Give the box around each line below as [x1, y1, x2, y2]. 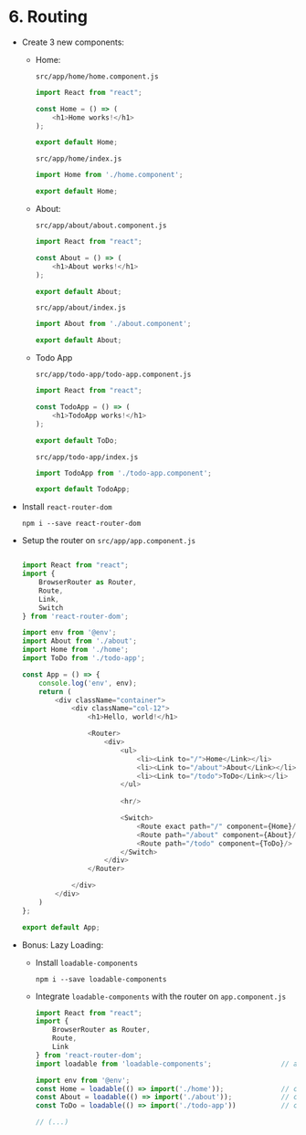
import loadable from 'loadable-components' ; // [35, 1059, 290, 1068]
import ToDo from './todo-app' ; [21, 654, 145, 663]
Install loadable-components [35, 957, 139, 968]
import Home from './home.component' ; [35, 171, 184, 180]
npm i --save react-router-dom [21, 519, 142, 529]
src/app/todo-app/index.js [35, 452, 139, 462]
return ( [38, 687, 72, 696]
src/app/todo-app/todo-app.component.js [35, 370, 192, 380]
